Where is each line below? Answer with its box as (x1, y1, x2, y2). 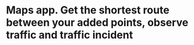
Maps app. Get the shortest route (6, 4, 170, 17)
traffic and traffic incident (6, 29, 133, 41)
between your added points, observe (6, 16, 189, 29)
